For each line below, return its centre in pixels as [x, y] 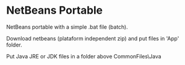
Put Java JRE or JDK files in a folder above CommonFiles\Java [84, 56]
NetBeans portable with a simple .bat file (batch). [67, 27]
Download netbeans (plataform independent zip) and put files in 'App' [93, 38]
